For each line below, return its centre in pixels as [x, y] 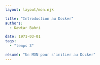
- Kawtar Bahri [25, 28]
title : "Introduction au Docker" [39, 18]
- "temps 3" [22, 46]
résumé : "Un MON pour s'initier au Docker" [50, 55]
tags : [11, 41]
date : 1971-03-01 [23, 37]
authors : [14, 23]
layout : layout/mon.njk [30, 10]
